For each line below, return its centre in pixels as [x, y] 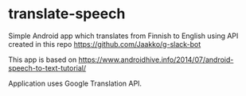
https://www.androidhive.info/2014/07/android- [156, 60]
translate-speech [67, 14]
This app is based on [43, 60]
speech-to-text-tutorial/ [47, 67]
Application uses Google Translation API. [75, 83]
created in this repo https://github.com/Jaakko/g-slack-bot [105, 44]
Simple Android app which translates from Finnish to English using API [123, 36]
